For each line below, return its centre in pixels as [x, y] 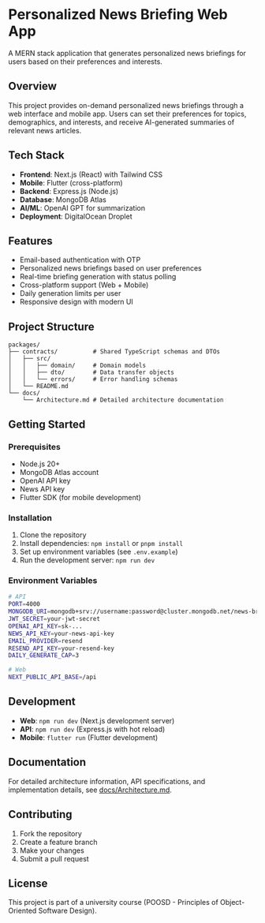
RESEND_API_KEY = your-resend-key [61, 648]
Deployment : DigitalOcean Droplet [76, 216]
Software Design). [67, 911]
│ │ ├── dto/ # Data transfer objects [91, 372]
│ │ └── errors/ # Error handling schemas [93, 379]
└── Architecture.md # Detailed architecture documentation [123, 400]
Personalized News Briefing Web [118, 15]
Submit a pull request [54, 858]
